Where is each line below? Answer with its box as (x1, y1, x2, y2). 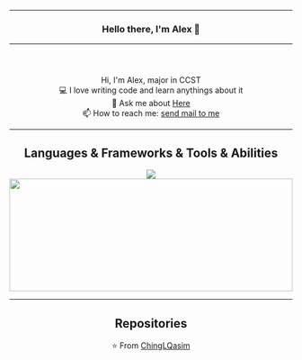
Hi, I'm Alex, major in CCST (101, 74, 201, 85)
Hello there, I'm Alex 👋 (102, 22, 200, 35)
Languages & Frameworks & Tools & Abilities (23, 146, 279, 161)
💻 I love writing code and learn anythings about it (58, 85, 244, 95)
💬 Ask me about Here (111, 97, 191, 108)
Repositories (114, 316, 188, 331)
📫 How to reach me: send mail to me (82, 107, 220, 118)
